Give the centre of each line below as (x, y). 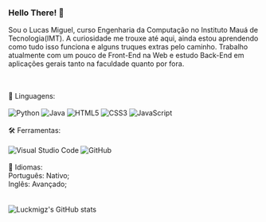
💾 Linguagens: (32, 96)
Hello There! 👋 (36, 13)
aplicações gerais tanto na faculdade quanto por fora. (96, 64)
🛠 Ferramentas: (35, 130)
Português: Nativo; (39, 176)
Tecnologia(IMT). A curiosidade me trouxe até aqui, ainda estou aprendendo (133, 38)
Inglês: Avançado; (38, 184)
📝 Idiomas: (25, 167)
